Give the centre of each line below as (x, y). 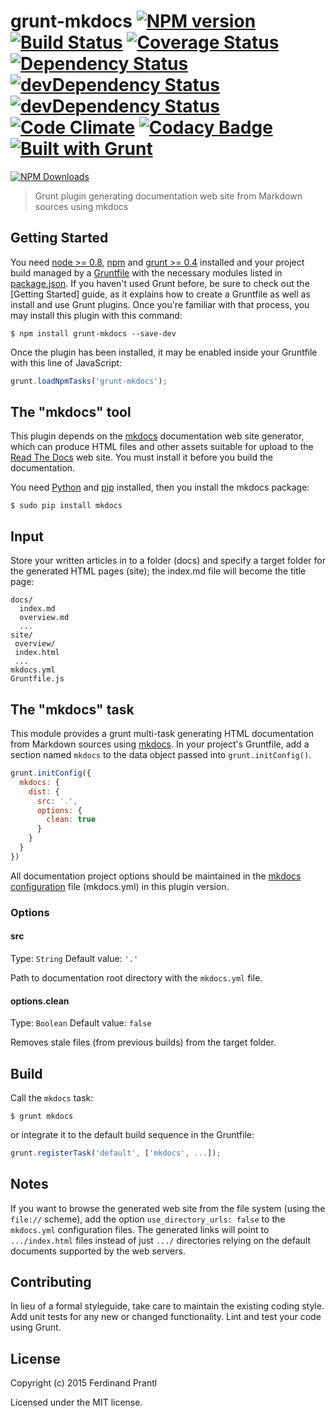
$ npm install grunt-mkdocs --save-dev (93, 333)
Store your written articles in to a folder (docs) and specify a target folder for (168, 561)
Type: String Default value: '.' (74, 958)
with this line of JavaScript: (66, 362)
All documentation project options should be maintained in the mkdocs (156, 876)
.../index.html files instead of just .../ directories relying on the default (161, 1240)
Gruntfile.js (37, 679)
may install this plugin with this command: (96, 315)
